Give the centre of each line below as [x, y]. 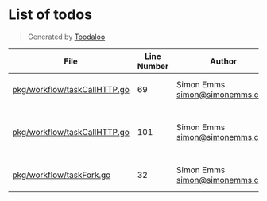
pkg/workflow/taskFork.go [62, 175]
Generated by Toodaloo [66, 37]
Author [224, 61]
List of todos [50, 15]
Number [153, 66]
